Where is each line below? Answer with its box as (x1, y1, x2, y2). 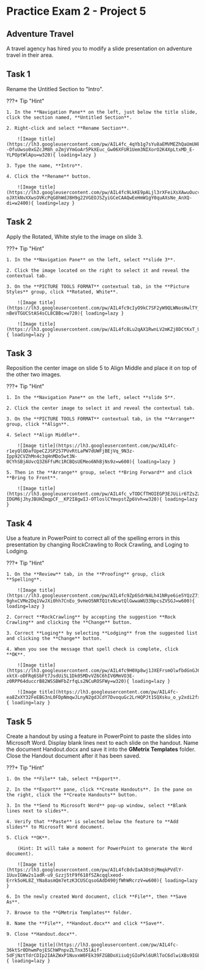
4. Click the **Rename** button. (6, 173, 92, 179)
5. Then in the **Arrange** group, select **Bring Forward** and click (6, 469, 192, 476)
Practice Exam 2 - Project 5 (6, 4, 146, 18)
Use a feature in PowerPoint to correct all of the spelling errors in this (6, 534, 180, 542)
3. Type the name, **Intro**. (6, 162, 84, 169)
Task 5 (6, 716, 32, 726)
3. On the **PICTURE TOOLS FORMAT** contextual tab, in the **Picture (6, 283, 190, 289)
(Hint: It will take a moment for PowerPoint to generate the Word (17, 846, 192, 852)
